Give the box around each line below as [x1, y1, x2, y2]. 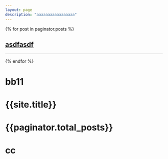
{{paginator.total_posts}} [5, 121, 113, 133]
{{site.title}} [5, 99, 56, 110]
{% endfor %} [5, 58, 34, 64]
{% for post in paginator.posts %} [5, 26, 74, 32]
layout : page [5, 7, 32, 13]
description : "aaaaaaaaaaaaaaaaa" [5, 12, 77, 17]
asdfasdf [5, 40, 34, 49]
